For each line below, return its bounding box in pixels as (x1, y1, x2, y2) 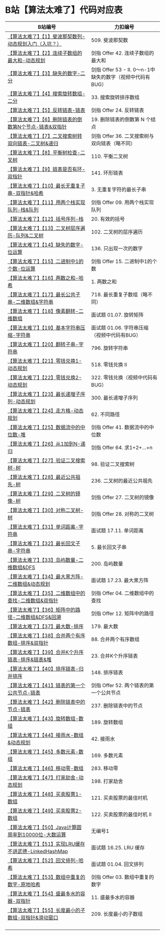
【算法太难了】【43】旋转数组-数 (7, 715, 84, 722)
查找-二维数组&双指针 (7, 597, 58, 604)
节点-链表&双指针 (26, 123, 67, 130)
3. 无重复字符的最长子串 (91, 186, 146, 193)
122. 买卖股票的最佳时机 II (91, 811, 152, 818)
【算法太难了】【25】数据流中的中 (7, 424, 85, 431)
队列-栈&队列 (7, 206, 39, 213)
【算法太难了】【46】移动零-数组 (7, 765, 84, 772)
